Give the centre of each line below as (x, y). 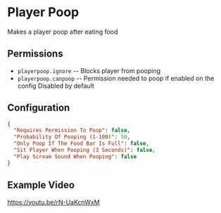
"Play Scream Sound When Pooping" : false (75, 156)
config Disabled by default (56, 86)
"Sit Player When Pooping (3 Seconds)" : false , (85, 150)
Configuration (39, 108)
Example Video (41, 185)
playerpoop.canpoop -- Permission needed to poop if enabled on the (116, 78)
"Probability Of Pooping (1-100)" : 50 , (72, 137)
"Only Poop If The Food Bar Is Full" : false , (82, 144)
